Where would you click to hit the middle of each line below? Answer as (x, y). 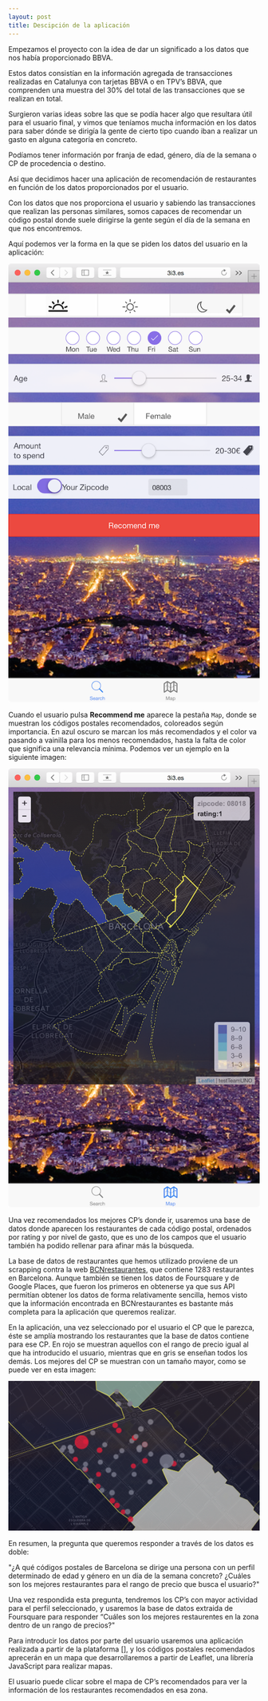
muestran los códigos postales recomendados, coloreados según (116, 723)
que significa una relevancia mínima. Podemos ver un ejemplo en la (119, 749)
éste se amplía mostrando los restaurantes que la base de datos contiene (129, 1335)
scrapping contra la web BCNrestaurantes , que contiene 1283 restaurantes (131, 1269)
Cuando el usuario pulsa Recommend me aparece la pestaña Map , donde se (132, 715)
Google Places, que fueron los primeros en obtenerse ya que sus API (122, 1286)
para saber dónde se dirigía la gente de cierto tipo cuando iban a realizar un (133, 131)
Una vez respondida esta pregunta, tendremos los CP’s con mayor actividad (133, 1600)
